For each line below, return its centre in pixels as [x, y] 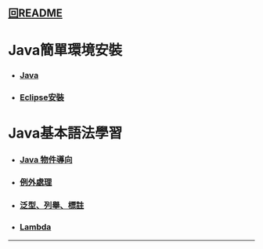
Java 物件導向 [46, 159]
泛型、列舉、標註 [52, 206]
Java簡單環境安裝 [65, 50]
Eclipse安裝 [42, 97]
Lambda [35, 227]
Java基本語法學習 [65, 133]
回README [35, 13]
